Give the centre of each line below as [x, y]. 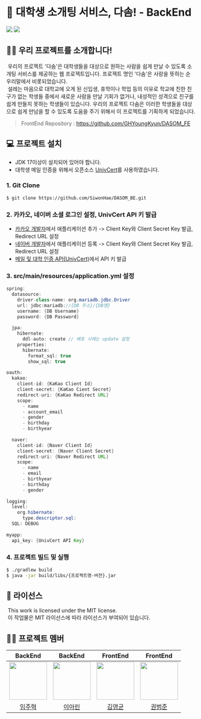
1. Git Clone [23, 185]
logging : [17, 501]
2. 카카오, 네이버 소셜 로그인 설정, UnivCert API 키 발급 [82, 214]
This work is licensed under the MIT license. [62, 611]
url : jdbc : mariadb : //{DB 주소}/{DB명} [64, 305]
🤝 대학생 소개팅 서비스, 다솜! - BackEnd [99, 12]
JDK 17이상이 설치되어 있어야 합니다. [58, 162]
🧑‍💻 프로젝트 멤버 [35, 638]
